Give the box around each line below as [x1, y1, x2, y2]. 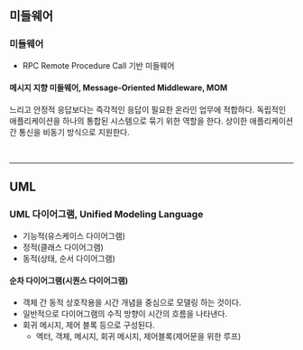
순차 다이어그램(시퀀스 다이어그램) [9, 275, 129, 286]
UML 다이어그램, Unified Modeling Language [9, 208, 204, 221]
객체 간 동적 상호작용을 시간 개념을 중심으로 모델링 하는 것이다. [22, 297, 242, 308]
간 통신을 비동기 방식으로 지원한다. [9, 126, 130, 137]
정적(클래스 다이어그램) [22, 242, 104, 253]
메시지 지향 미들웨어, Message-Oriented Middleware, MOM [9, 82, 228, 93]
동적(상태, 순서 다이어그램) [22, 253, 115, 263]
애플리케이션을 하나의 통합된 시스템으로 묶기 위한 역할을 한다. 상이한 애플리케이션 [9, 115, 294, 126]
